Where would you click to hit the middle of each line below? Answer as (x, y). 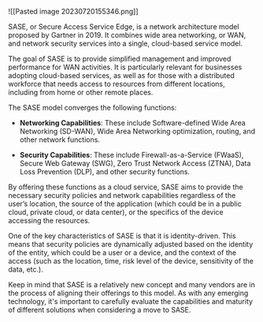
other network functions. (60, 140)
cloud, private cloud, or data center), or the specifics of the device (116, 212)
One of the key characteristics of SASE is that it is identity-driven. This (122, 236)
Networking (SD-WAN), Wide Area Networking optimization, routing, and (137, 131)
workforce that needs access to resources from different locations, (117, 84)
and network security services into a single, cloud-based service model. (125, 43)
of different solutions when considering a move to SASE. (100, 310)
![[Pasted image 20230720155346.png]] (74, 11)
